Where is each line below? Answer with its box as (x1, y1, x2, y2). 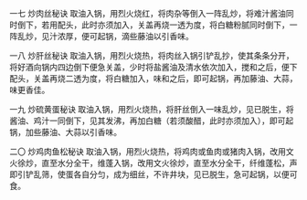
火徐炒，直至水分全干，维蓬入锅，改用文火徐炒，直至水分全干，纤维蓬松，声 (9, 158, 298, 168)
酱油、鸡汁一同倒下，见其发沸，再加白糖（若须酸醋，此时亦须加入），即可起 (9, 115, 294, 126)
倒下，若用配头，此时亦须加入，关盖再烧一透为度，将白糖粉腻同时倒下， (16, 19, 290, 30)
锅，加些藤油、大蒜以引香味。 (9, 127, 122, 137)
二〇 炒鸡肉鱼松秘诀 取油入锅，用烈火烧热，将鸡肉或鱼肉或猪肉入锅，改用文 (9, 146, 294, 157)
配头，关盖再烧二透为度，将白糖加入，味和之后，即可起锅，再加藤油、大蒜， (9, 73, 298, 84)
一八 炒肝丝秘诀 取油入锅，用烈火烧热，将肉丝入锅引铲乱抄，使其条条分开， (9, 50, 294, 61)
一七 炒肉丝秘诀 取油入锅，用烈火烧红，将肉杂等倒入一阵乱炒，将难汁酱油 (9, 8, 286, 18)
